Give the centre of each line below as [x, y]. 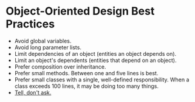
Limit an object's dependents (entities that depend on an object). [95, 60]
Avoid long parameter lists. [48, 47]
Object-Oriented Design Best [80, 11]
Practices [30, 24]
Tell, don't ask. [33, 92]
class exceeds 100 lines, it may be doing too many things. [87, 86]
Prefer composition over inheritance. [60, 66]
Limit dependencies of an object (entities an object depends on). [95, 53]
